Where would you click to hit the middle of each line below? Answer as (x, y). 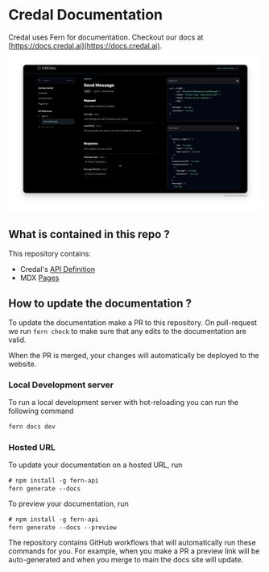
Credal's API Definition (58, 269)
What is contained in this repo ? (89, 234)
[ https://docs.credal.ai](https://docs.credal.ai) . (85, 45)
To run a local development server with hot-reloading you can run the (124, 403)
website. (23, 364)
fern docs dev (32, 427)
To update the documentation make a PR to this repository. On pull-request (133, 322)
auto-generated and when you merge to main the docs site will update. (126, 560)
